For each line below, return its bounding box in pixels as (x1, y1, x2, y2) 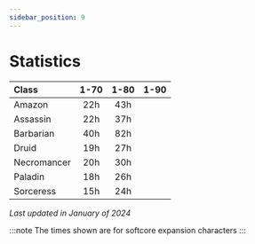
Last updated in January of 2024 (9, 208, 131, 218)
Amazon (13, 98, 49, 111)
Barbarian (13, 127, 55, 139)
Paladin (13, 170, 45, 183)
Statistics (9, 51, 82, 71)
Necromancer (13, 156, 71, 169)
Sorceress (13, 185, 57, 197)
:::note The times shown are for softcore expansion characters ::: (9, 224, 247, 235)
